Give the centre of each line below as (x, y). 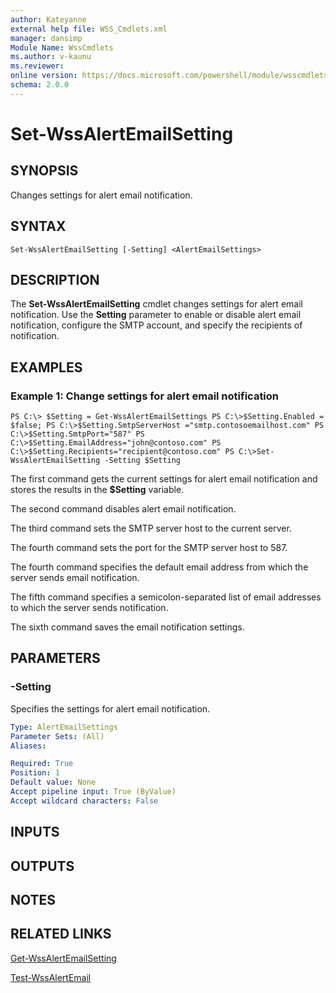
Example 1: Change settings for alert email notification (145, 396)
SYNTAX (38, 226)
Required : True (42, 764)
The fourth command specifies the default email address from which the (159, 567)
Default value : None (53, 782)
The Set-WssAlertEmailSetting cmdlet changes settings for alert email (156, 304)
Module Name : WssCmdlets (62, 47)
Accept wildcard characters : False (84, 801)
